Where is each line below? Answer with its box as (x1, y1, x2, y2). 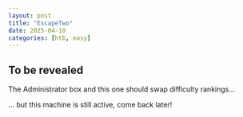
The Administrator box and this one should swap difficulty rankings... (8, 84, 236, 94)
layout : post (8, 11, 52, 20)
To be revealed (8, 63, 84, 76)
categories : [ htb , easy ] (8, 33, 91, 42)
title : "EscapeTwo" (8, 19, 74, 27)
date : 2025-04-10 (8, 26, 66, 34)
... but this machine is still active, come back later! (8, 100, 173, 110)
